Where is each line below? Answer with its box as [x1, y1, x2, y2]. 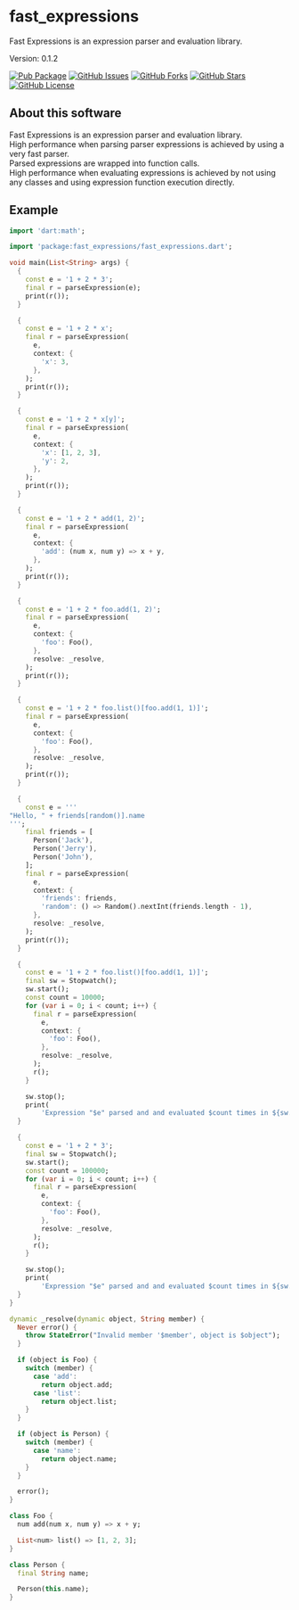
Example [9, 202, 59, 218]
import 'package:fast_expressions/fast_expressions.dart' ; [9, 243, 233, 252]
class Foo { [9, 1512, 53, 1521]
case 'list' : [32, 1389, 82, 1398]
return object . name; [41, 1454, 117, 1464]
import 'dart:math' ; [9, 226, 86, 235]
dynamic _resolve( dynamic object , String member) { [9, 1314, 205, 1324]
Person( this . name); [17, 1585, 90, 1594]
